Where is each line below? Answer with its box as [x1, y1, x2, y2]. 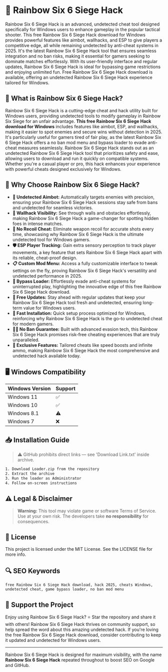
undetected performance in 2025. [12, 273, 82, 279]
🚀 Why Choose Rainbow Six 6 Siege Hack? [5, 180, 140, 189]
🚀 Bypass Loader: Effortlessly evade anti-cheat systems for [12, 278, 136, 284]
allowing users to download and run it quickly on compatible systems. [5, 155, 149, 161]
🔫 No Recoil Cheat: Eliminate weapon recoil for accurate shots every [12, 226, 154, 232]
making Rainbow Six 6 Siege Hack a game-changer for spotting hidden [12, 215, 159, 221]
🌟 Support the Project [5, 600, 73, 609]
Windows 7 [7, 418, 34, 425]
